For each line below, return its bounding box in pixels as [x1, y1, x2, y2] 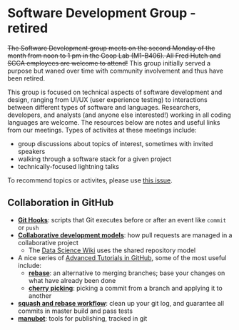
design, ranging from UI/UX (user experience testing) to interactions [7, 95, 208, 104]
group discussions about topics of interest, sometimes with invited [17, 139, 213, 148]
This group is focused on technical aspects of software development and [7, 88, 223, 96]
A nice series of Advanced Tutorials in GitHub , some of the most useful [17, 253, 227, 262]
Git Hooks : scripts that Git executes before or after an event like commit [17, 215, 227, 224]
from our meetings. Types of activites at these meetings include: [7, 125, 197, 134]
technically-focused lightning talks [17, 162, 120, 170]
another [28, 291, 52, 300]
